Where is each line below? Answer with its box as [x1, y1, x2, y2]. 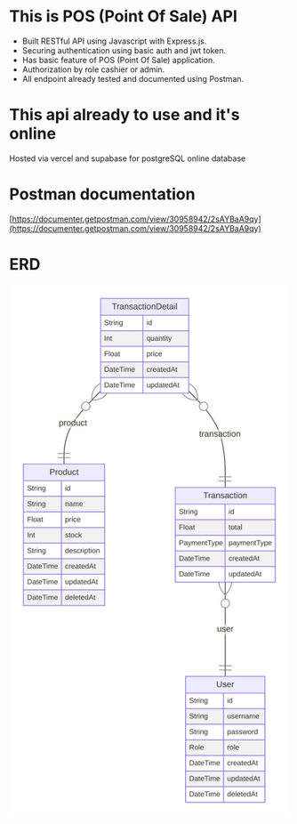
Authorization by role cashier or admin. [21, 64, 165, 75]
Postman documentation [9, 184, 196, 205]
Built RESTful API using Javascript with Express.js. [21, 36, 207, 46]
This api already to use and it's [9, 105, 240, 125]
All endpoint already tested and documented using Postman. [21, 73, 245, 84]
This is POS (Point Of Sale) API [9, 6, 238, 27]
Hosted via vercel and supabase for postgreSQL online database [9, 153, 246, 164]
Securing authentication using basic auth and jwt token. [21, 44, 227, 55]
